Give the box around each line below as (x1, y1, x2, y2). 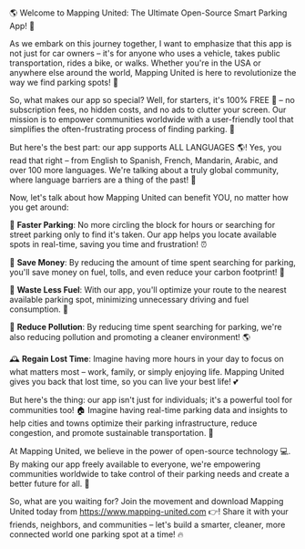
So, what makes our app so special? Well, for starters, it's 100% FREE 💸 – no (9, 95, 296, 105)
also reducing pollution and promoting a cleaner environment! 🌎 (9, 332, 251, 342)
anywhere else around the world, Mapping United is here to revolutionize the (9, 67, 297, 78)
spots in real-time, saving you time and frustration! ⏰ (9, 239, 208, 249)
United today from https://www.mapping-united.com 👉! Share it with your (9, 506, 289, 517)
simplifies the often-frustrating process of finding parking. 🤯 (9, 124, 235, 134)
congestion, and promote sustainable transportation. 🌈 (9, 428, 214, 438)
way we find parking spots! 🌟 (9, 77, 118, 88)
